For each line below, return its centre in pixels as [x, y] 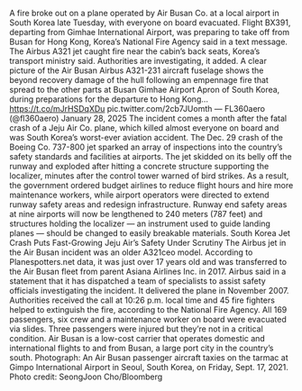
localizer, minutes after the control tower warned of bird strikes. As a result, [149, 176]
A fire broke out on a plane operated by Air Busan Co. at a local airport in [144, 13]
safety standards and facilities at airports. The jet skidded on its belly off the [151, 156]
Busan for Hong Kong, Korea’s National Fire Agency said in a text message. [149, 41]
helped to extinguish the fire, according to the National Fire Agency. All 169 [148, 309]
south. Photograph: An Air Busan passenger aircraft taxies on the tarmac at [149, 358]
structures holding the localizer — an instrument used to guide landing [140, 223]
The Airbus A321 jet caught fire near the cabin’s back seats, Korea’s [135, 51]
